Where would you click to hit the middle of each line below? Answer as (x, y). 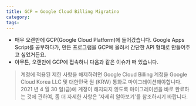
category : (18, 17)
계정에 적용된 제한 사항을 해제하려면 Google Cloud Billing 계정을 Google (104, 75)
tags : (13, 22)
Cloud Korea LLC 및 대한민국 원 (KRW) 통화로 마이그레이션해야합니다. (101, 82)
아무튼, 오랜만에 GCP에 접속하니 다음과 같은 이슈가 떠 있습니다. (86, 62)
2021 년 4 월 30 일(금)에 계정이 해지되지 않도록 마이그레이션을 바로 (97, 90)
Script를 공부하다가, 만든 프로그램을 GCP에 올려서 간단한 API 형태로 (92, 47)
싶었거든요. (34, 55)
